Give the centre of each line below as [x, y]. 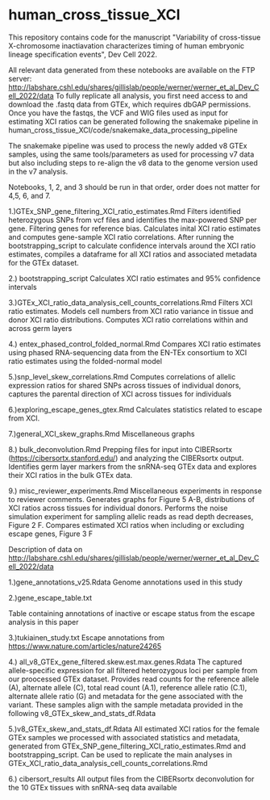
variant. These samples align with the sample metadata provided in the [126, 705]
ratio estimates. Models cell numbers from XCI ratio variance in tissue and [131, 311]
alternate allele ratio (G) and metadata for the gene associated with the [126, 696]
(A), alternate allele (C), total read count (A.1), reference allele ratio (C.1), [128, 687]
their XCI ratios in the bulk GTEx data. [71, 475]
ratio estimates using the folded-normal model [85, 361]
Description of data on [46, 549]
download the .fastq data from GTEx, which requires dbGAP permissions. [130, 104]
